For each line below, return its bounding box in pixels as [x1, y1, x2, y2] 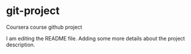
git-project [6, 4, 60, 18]
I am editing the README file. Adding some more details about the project [6, 35, 185, 42]
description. [6, 41, 35, 48]
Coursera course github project [6, 23, 83, 31]
